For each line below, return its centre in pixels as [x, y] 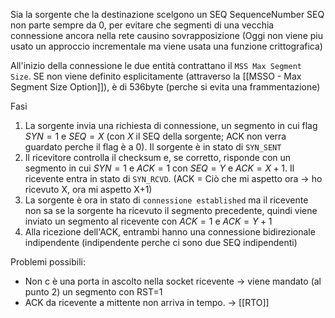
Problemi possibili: [48, 262]
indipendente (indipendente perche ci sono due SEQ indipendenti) [161, 242]
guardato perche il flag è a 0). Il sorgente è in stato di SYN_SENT [153, 147]
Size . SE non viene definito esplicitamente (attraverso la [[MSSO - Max [156, 76]
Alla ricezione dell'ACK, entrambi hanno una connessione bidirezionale [170, 232]
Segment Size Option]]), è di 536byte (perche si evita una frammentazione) [165, 87]
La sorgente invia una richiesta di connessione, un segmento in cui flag [171, 125]
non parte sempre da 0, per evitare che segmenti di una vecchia [142, 25]
